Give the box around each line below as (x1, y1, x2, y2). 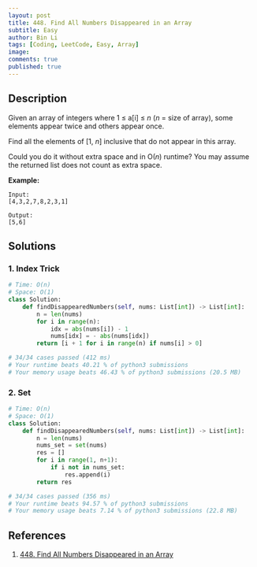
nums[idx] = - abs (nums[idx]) (50, 332, 150, 340)
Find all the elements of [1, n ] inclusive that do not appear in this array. (8, 136, 237, 146)
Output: (8, 211, 34, 219)
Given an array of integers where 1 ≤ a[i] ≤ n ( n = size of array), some (8, 113, 233, 122)
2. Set (8, 387, 32, 398)
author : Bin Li (8, 33, 58, 42)
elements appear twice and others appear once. (8, 121, 165, 131)
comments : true (8, 56, 58, 64)
